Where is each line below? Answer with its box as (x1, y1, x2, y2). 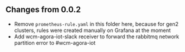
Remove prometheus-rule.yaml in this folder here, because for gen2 (14, 20, 178, 27)
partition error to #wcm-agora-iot (14, 39, 96, 46)
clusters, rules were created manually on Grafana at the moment (14, 27, 171, 34)
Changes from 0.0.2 (5, 5, 81, 15)
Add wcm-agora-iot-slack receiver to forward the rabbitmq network (14, 32, 180, 40)
